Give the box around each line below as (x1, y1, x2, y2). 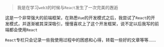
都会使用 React (9, 27, 38, 33)
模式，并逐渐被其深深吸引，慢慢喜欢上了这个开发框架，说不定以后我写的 (9, 21, 155, 26)
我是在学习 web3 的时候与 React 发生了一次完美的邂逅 (17, 5, 119, 10)
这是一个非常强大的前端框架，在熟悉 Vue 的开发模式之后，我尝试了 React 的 (5, 15, 151, 21)
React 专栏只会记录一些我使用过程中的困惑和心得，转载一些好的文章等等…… (5, 37, 156, 43)
